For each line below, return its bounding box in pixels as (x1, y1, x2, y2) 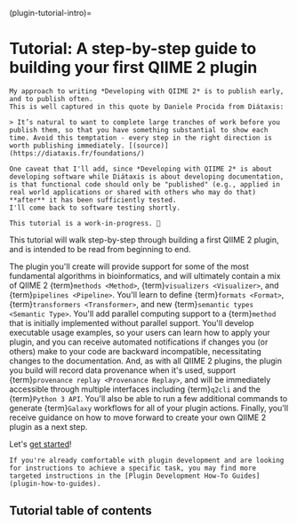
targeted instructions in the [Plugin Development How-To (9, 471, 229, 480)
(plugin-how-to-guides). (9, 479, 101, 488)
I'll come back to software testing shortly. (9, 203, 181, 212)
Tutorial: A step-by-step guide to (9, 39, 257, 59)
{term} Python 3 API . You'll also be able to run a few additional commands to (9, 393, 288, 403)
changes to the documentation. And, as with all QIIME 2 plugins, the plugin (9, 355, 283, 366)
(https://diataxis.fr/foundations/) (9, 148, 145, 158)
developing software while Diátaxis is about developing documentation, (9, 172, 285, 181)
